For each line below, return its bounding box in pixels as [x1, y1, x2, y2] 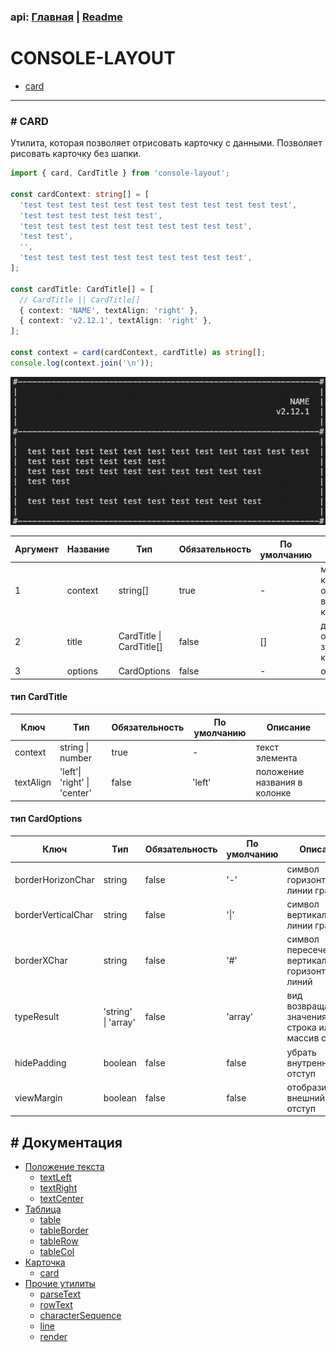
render [39, 1331, 68, 1343]
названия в [255, 776, 303, 789]
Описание [266, 721, 312, 734]
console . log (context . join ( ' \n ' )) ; [10, 358, 155, 368]
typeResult [14, 1011, 60, 1023]
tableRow [39, 1235, 79, 1247]
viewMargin [14, 1091, 63, 1104]
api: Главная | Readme [10, 10, 123, 24]
